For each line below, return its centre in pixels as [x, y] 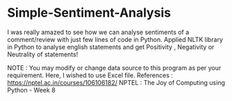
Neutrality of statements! [43, 54]
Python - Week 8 [31, 90]
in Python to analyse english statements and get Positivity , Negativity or [111, 47]
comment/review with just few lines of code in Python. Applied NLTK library [115, 39]
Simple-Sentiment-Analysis [89, 13]
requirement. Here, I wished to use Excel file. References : [90, 75]
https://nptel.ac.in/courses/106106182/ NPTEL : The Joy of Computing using [116, 82]
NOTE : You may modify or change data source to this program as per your [114, 68]
